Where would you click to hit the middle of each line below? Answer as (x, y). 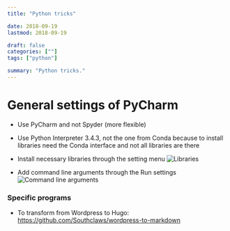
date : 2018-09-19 (32, 26)
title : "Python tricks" (42, 14)
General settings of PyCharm (93, 105)
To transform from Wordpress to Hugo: (73, 213)
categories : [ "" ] (32, 52)
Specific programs (39, 198)
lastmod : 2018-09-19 (37, 33)
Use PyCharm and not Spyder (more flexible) (82, 124)
